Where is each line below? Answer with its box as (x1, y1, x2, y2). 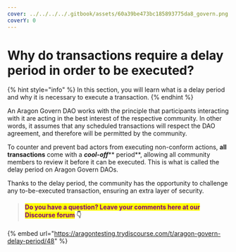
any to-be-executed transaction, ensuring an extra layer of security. (7, 186, 204, 195)
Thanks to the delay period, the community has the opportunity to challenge (7, 179, 228, 188)
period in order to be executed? (7, 62, 194, 78)
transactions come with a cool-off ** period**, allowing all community (7, 150, 211, 159)
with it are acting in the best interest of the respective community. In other (7, 114, 222, 123)
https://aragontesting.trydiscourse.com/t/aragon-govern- (54, 229, 221, 237)
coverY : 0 (7, 17, 37, 24)
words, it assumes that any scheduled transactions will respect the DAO (7, 121, 216, 131)
